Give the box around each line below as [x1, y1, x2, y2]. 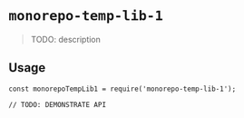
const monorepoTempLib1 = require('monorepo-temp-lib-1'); [8, 84, 237, 93]
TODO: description [30, 34, 102, 44]
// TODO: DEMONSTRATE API [8, 100, 106, 109]
